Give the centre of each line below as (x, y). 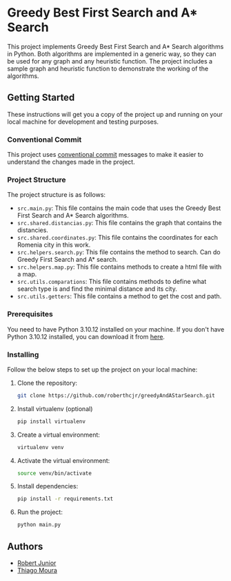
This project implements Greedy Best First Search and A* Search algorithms (115, 46)
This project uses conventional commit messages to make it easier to (105, 155)
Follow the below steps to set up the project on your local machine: (102, 369)
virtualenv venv (40, 447)
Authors (25, 546)
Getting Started (41, 98)
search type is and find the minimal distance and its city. (97, 289)
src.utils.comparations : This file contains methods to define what (112, 282)
